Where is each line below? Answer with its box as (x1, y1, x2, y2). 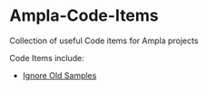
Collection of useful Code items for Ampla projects (9, 35, 199, 46)
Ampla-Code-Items (9, 5, 159, 26)
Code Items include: (9, 52, 84, 63)
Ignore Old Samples (22, 69, 97, 81)
